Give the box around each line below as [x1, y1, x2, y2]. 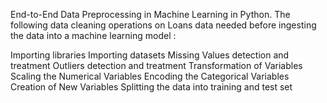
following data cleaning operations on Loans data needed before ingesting [10, 19, 317, 31]
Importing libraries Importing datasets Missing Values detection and [10, 49, 290, 61]
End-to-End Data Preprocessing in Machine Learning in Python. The [10, 9, 291, 20]
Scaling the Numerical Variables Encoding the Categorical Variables [10, 70, 290, 82]
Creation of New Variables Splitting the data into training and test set [10, 81, 293, 93]
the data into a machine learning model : [10, 30, 177, 41]
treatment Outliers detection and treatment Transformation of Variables [10, 60, 303, 71]
